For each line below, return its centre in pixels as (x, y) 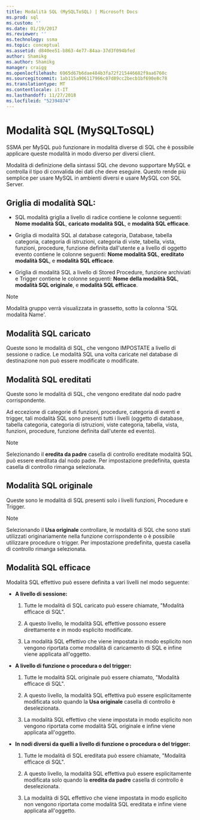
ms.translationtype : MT (36, 84)
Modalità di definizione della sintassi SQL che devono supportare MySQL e (99, 165)
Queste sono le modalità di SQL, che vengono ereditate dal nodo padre (94, 394)
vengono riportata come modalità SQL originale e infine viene (99, 726)
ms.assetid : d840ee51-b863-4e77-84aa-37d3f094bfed (71, 51)
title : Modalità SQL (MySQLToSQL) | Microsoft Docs (72, 12)
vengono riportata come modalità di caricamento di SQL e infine (103, 647)
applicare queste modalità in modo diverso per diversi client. (81, 153)
